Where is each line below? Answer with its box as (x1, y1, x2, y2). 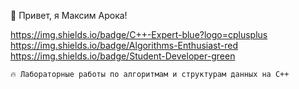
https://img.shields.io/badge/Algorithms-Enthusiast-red (10, 40, 238, 51)
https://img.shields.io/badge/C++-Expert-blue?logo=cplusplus (10, 29, 268, 40)
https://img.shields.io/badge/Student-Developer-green (10, 50, 236, 62)
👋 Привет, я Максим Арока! (10, 10, 128, 21)
